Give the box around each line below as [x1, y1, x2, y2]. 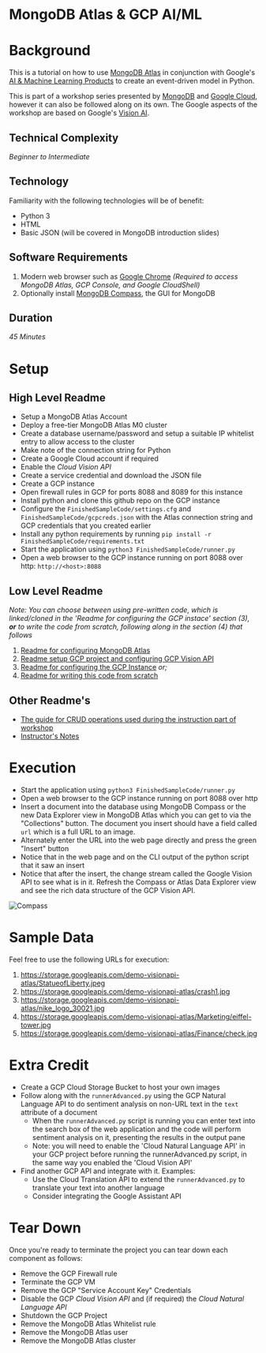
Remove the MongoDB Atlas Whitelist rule [20, 1319, 156, 1329]
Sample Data [9, 929, 94, 947]
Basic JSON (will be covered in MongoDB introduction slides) [20, 227, 220, 237]
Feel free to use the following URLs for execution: [9, 955, 170, 964]
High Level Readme [9, 391, 106, 404]
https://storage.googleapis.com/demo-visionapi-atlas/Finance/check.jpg [20, 1028, 257, 1038]
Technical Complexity [9, 131, 119, 144]
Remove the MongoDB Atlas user [20, 1327, 129, 1336]
